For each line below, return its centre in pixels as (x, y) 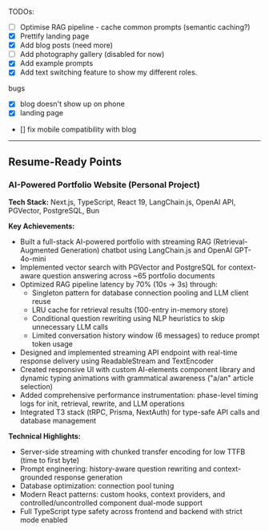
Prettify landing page (54, 36)
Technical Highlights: (45, 436)
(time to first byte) (50, 460)
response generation (88, 477)
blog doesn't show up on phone (72, 104)
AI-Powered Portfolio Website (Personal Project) (104, 184)
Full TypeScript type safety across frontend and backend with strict (131, 512)
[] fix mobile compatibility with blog (78, 129)
